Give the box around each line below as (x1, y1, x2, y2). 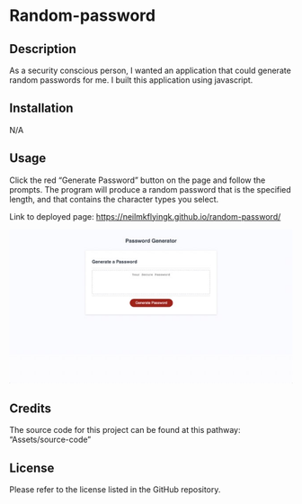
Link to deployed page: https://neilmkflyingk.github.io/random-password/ (9, 211, 281, 221)
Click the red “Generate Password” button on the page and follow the (9, 175, 266, 185)
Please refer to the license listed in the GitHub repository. (9, 484, 221, 495)
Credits (9, 401, 52, 417)
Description (9, 41, 76, 57)
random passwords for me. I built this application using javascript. (9, 75, 253, 85)
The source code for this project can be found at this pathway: (9, 425, 241, 436)
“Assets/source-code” (9, 434, 92, 445)
